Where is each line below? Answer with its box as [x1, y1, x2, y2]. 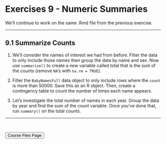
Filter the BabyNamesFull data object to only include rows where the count [12, 77, 161, 83]
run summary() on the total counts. [12, 108, 81, 114]
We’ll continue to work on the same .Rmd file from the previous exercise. [5, 20, 153, 26]
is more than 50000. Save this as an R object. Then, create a [12, 83, 135, 89]
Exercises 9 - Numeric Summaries [5, 3, 148, 15]
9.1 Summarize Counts [5, 39, 76, 48]
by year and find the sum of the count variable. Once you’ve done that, [12, 102, 157, 108]
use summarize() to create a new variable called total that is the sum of [12, 62, 156, 68]
